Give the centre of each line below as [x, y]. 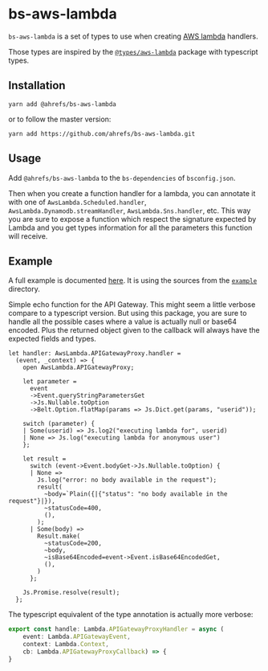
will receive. [28, 236]
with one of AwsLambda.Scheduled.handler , [77, 202]
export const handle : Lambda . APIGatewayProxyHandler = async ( [116, 629]
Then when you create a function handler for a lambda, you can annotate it [132, 193]
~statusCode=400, [73, 508]
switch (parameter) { [59, 424]
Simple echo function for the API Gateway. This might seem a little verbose [132, 305]
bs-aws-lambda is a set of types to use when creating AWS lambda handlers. [133, 36]
